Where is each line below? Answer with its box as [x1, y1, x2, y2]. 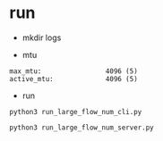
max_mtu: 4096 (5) [9, 66, 139, 76]
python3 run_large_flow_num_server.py [9, 123, 154, 132]
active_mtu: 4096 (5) [9, 74, 139, 83]
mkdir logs [21, 32, 62, 43]
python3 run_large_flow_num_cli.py [9, 107, 142, 116]
